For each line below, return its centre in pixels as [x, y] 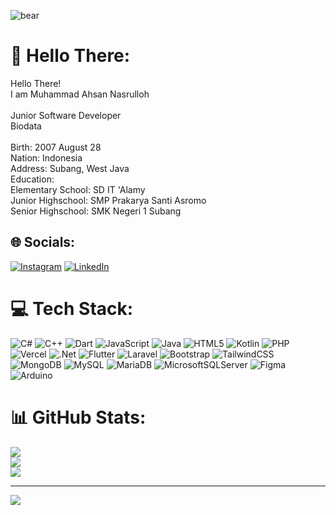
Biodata [26, 126]
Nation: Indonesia [46, 157]
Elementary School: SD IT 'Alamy [78, 189]
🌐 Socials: [43, 242]
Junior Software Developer [66, 115]
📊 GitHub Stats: [78, 417]
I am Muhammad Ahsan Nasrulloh [80, 94]
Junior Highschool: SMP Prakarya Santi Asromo [108, 200]
